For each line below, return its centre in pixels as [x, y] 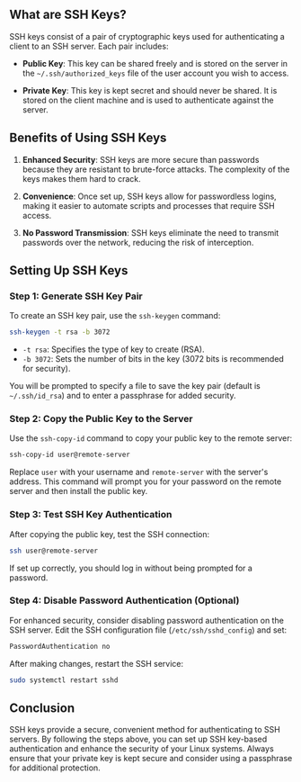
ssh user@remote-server [54, 551]
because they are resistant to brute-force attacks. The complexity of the [156, 169]
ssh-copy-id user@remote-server [70, 455]
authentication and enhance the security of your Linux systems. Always [142, 749]
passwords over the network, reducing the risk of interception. [138, 242]
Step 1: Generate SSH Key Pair [76, 296]
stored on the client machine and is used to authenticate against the [148, 100]
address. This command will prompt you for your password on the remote [146, 481]
